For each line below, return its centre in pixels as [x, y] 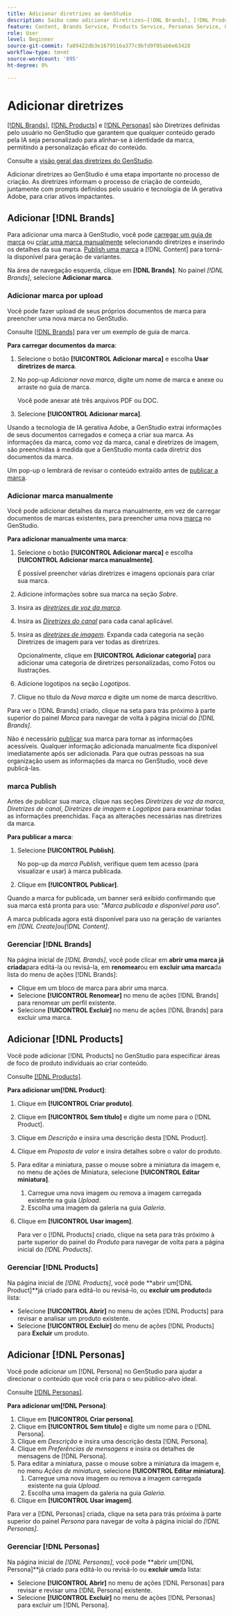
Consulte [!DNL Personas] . [45, 1392]
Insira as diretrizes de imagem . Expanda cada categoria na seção [111, 634]
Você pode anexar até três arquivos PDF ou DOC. [88, 400]
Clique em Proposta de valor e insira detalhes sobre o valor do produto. [119, 1151]
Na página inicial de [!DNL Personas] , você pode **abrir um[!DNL [101, 1562]
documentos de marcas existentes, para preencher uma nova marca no [109, 518]
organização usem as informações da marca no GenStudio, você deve [107, 761]
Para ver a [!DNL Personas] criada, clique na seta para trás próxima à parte [114, 1514]
